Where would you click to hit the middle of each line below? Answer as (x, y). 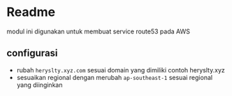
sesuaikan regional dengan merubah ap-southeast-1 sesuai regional (115, 77)
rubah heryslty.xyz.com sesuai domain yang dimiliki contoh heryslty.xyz (121, 70)
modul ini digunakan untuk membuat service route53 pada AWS (98, 31)
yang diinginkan (39, 85)
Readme (31, 12)
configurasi (32, 53)
